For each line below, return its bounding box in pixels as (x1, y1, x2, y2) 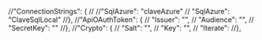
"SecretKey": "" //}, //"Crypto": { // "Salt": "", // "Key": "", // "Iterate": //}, (8, 24, 242, 32)
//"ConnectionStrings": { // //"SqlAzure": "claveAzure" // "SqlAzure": (8, 7, 230, 16)
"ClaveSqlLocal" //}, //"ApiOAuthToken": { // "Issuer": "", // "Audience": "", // (8, 15, 254, 24)
